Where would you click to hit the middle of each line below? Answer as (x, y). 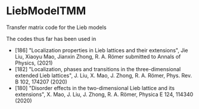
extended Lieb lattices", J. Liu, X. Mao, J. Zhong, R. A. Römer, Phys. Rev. (103, 75)
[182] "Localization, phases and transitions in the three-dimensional (98, 69)
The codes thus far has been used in (51, 39)
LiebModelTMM (46, 11)
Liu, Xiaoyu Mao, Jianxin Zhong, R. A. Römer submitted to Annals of (98, 56)
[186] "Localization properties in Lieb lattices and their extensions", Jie (101, 50)
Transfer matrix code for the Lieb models (56, 27)
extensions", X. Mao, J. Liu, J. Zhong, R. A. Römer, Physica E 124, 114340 (104, 94)
